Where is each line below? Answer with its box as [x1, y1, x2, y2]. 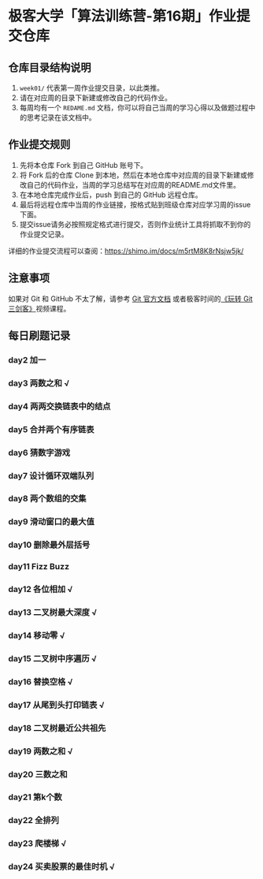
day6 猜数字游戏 [8, 447, 71, 458]
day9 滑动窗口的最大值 [8, 516, 94, 527]
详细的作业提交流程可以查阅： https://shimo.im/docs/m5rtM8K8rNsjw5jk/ [8, 246, 244, 255]
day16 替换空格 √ [8, 676, 73, 687]
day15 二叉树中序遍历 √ [8, 653, 97, 664]
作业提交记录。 [19, 229, 69, 239]
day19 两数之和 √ [8, 746, 73, 757]
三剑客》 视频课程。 [8, 304, 71, 313]
